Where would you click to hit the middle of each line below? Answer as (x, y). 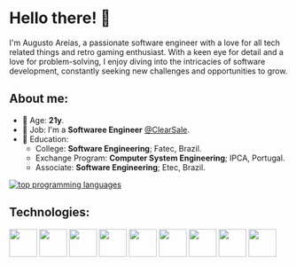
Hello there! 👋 (60, 18)
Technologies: (50, 212)
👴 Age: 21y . (43, 120)
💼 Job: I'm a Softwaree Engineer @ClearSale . (106, 129)
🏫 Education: (45, 139)
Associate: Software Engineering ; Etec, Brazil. (120, 167)
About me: (39, 99)
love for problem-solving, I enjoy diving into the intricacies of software (137, 61)
